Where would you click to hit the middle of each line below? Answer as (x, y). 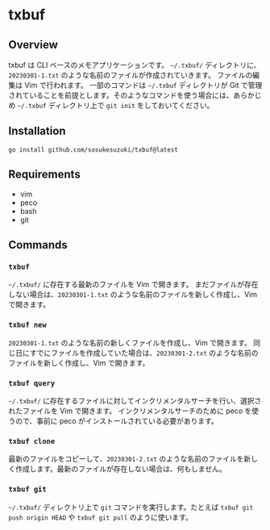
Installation (37, 131)
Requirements (44, 175)
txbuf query (32, 383)
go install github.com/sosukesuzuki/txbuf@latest (93, 150)
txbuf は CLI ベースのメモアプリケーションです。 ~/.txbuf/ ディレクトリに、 (135, 65)
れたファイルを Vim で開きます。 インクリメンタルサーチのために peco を (130, 411)
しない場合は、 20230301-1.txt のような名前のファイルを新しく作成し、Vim (133, 294)
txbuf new (27, 325)
